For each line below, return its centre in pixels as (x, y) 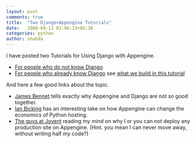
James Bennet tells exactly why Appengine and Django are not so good (101, 96)
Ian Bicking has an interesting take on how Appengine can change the (99, 109)
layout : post (22, 11)
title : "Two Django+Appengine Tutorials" (59, 22)
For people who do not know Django (59, 67)
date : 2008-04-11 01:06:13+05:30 (50, 28)
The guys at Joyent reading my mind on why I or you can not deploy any (102, 121)
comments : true (25, 17)
